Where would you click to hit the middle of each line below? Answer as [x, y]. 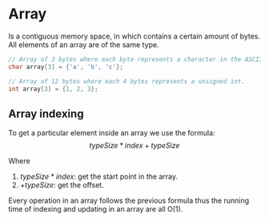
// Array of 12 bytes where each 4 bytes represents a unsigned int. [127, 81]
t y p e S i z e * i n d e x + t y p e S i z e [134, 146]
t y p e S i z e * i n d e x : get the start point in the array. [99, 176]
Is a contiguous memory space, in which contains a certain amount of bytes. [134, 36]
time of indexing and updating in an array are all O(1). [96, 209]
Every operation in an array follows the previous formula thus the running [129, 200]
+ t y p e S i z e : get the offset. [62, 185]
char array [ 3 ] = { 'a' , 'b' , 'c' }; [66, 67]
